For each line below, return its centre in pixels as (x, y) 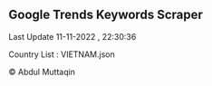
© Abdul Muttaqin (42, 72)
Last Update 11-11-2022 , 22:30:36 (72, 36)
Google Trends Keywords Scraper (106, 15)
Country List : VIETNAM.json (62, 54)
